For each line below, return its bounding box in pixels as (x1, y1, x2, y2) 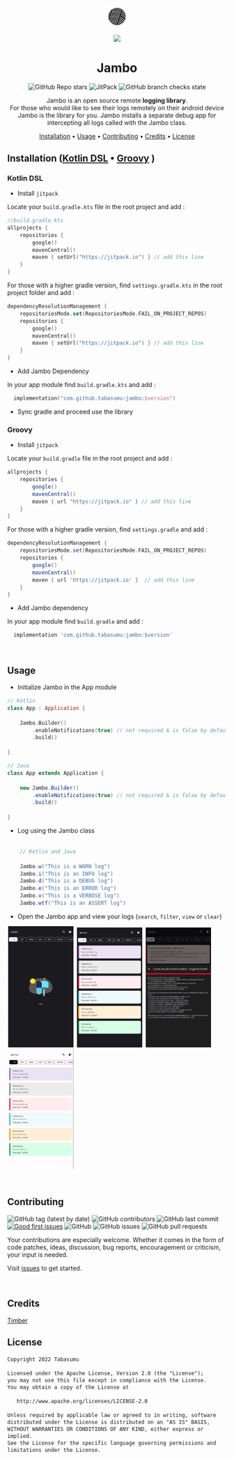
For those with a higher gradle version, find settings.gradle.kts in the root (7, 281, 223, 289)
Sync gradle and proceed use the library (17, 407, 134, 416)
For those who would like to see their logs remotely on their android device (10, 104, 224, 112)
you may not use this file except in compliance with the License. (7, 1377, 208, 1384)
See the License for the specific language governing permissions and (7, 1439, 217, 1446)
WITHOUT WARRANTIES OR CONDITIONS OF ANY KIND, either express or (7, 1426, 204, 1432)
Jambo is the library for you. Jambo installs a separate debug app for (17, 111, 217, 120)
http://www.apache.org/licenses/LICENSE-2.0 (16, 1398, 148, 1405)
